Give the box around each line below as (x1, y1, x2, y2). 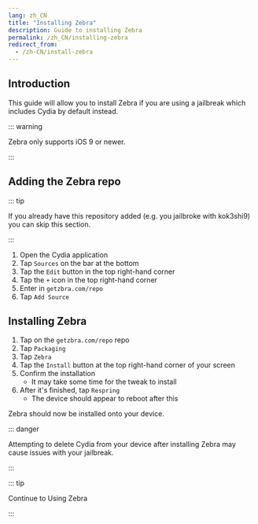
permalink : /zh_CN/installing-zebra (8, 33, 128, 42)
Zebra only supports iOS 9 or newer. (8, 137, 126, 146)
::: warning (8, 121, 43, 131)
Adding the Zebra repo (8, 175, 121, 189)
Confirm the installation (19, 369, 96, 378)
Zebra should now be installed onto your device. (8, 409, 165, 419)
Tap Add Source (19, 292, 69, 301)
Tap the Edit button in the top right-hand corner (19, 267, 175, 276)
